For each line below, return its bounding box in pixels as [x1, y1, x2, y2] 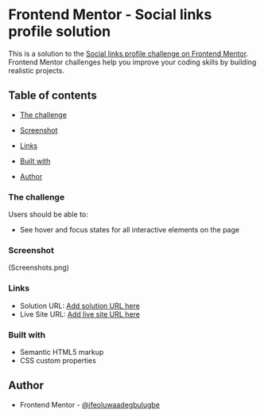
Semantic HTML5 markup [19, 347, 104, 357]
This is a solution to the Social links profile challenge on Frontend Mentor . [8, 49, 249, 58]
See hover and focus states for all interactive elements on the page [19, 225, 240, 235]
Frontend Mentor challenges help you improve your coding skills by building [8, 57, 257, 67]
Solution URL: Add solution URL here [19, 301, 141, 310]
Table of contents [8, 89, 97, 103]
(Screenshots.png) [8, 263, 70, 272]
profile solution [8, 22, 111, 41]
